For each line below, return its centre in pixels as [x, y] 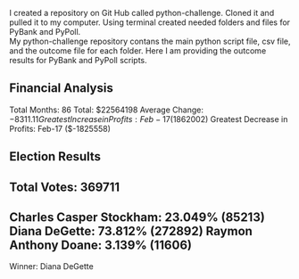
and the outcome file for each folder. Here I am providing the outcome [138, 51]
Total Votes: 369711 [65, 187]
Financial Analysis [61, 88]
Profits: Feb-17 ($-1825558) [60, 128]
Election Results [55, 156]
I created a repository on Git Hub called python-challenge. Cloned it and [142, 13]
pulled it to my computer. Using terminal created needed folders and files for [150, 22]
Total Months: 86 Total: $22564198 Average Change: [106, 110]
